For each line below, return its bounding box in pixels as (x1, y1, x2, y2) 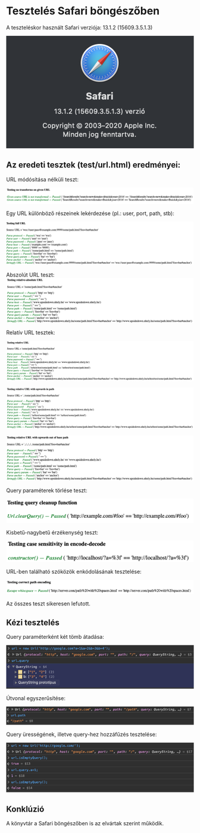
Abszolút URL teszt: (6, 271, 55, 278)
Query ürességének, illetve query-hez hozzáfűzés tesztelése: (6, 731, 157, 738)
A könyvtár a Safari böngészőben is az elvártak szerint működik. (6, 820, 164, 827)
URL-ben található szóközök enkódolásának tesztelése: (6, 568, 142, 575)
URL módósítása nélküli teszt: (6, 176, 79, 183)
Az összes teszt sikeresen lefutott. (6, 600, 91, 607)
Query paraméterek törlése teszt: (6, 487, 87, 494)
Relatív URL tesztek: (6, 329, 55, 336)
